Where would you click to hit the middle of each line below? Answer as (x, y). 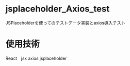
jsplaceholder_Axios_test (57, 9)
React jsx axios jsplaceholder (36, 58)
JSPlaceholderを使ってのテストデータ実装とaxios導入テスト (65, 23)
